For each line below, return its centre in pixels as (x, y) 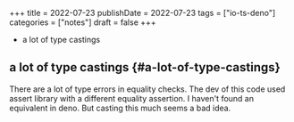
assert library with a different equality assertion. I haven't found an (132, 98)
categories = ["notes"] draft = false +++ (83, 22)
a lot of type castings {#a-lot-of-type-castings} (145, 67)
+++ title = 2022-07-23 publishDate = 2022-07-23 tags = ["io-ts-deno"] (143, 13)
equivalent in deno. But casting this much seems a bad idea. (120, 108)
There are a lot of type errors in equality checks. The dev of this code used (147, 89)
